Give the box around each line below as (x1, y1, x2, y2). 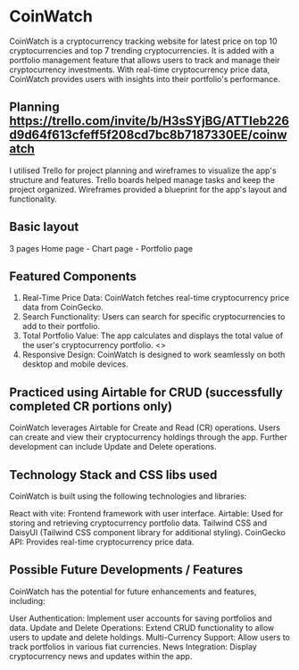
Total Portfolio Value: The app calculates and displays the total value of (21, 330, 284, 341)
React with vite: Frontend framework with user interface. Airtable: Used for (9, 509, 284, 518)
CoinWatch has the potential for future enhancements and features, (9, 586, 257, 597)
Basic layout (9, 219, 79, 235)
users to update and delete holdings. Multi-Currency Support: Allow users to (9, 632, 290, 642)
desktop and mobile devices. (21, 359, 129, 369)
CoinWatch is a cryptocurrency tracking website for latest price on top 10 (9, 36, 278, 46)
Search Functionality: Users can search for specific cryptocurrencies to (21, 311, 286, 322)
